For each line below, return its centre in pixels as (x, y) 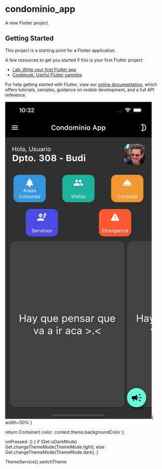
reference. (16, 95)
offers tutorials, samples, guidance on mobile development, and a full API (80, 90)
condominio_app (40, 9)
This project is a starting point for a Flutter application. (60, 50)
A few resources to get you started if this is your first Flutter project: (74, 60)
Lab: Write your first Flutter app (44, 69)
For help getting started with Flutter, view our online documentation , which (81, 84)
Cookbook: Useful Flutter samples (47, 75)
